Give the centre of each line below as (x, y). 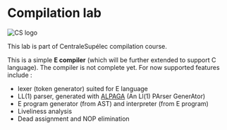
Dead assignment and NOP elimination (73, 119)
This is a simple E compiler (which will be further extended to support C (112, 60)
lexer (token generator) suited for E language (82, 88)
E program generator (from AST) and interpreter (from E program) (113, 103)
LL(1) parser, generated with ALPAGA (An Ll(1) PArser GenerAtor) (111, 96)
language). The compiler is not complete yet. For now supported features (114, 67)
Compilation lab (55, 13)
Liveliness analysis (45, 111)
